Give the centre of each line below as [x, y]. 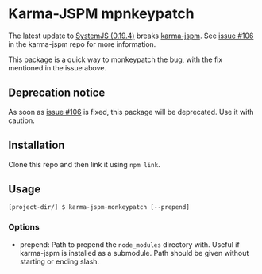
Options [24, 227]
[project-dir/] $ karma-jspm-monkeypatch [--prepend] [99, 207]
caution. [21, 120]
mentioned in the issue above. [58, 67]
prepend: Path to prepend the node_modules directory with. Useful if [129, 244]
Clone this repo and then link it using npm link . [84, 164]
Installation [37, 145]
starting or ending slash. [60, 261]
